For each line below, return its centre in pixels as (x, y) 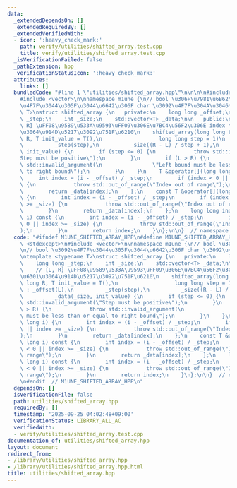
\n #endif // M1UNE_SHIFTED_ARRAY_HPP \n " (81, 381)
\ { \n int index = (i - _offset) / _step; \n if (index (124, 198)
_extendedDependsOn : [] (48, 20)
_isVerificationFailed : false (58, 60)
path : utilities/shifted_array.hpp (66, 401)
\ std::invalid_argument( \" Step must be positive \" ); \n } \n (121, 303)
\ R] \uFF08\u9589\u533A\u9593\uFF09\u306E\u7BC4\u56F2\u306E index (123, 125)
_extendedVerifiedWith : (48, 34)
